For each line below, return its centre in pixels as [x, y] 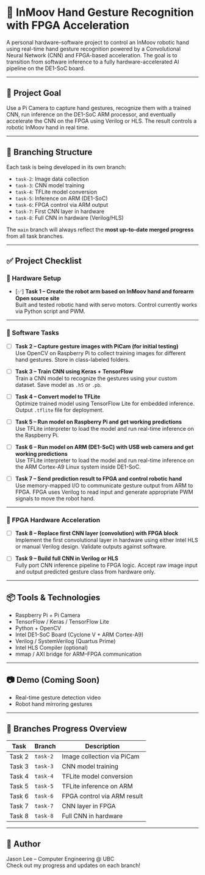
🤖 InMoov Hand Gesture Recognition [100, 13]
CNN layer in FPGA [89, 806]
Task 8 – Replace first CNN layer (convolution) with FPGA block [97, 533]
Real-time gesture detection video [58, 697]
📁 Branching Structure [49, 152]
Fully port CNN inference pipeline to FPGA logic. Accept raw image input [106, 565]
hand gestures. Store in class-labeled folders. [72, 359]
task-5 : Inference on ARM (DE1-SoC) [61, 198]
